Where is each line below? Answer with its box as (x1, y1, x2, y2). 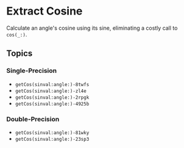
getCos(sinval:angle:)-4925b (15, 101, 90, 107)
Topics (6, 49, 33, 59)
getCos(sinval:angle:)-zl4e (15, 88, 87, 94)
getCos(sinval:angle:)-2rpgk (15, 94, 90, 101)
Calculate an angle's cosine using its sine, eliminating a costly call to (6, 24, 178, 32)
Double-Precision (6, 115, 60, 123)
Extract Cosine (6, 4, 83, 18)
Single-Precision (6, 67, 57, 75)
